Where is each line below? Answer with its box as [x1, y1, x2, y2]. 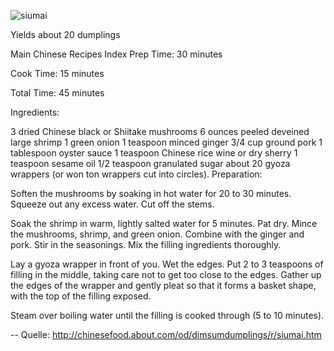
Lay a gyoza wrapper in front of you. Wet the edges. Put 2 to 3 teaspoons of [10, 258, 324, 270]
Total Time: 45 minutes [10, 87, 105, 99]
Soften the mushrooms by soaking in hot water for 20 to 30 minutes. [10, 188, 292, 199]
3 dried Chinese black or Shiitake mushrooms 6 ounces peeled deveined [10, 126, 310, 137]
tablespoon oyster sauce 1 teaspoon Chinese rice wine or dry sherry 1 [10, 147, 298, 159]
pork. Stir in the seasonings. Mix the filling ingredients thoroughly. [10, 239, 282, 250]
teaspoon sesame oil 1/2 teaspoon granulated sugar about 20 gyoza [10, 158, 291, 169]
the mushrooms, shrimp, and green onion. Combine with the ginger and [10, 228, 305, 240]
